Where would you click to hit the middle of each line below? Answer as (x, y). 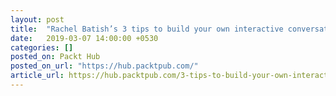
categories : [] (42, 47)
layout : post (37, 19)
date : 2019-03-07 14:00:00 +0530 (84, 38)
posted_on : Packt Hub (55, 57)
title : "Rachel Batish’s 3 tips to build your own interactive (147, 29)
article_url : (37, 76)
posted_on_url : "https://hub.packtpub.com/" (104, 66)
